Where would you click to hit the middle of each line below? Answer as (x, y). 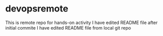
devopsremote (37, 9)
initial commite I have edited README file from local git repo (68, 27)
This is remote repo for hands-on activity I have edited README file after (81, 22)
